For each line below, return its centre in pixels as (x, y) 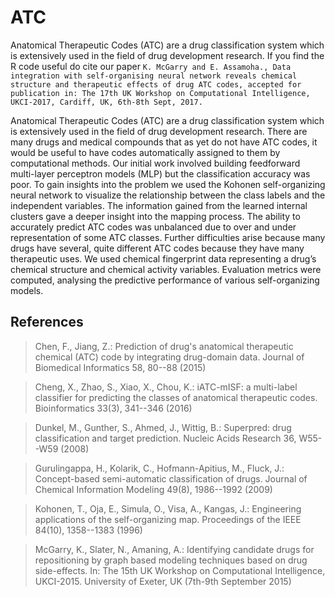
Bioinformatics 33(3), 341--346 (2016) (113, 408)
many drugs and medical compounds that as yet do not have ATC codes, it (164, 142)
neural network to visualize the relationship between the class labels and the (168, 195)
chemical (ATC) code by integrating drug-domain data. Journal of (169, 357)
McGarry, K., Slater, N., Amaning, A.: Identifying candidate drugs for (174, 549)
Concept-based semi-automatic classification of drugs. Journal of (171, 478)
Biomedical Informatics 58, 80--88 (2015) (120, 367)
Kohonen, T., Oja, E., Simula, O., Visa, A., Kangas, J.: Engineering (168, 508)
